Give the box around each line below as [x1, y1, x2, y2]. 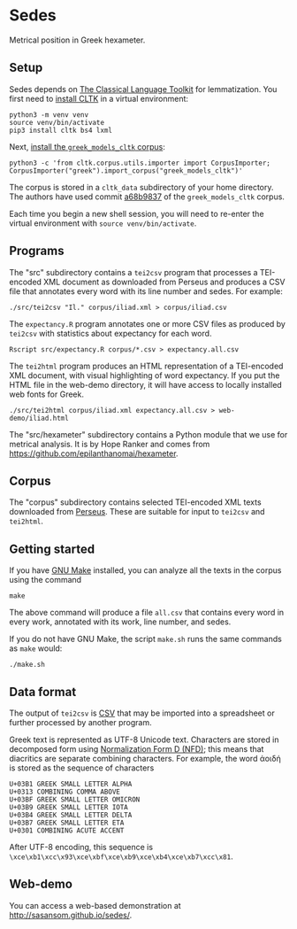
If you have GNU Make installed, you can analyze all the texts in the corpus [9, 565, 282, 576]
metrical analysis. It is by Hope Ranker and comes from [9, 438, 210, 449]
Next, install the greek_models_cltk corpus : [9, 141, 165, 151]
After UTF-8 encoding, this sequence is [9, 842, 153, 852]
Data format [9, 684, 77, 700]
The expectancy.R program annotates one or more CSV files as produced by [9, 318, 286, 329]
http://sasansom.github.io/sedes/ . [9, 910, 133, 920]
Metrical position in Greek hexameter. [9, 35, 146, 45]
